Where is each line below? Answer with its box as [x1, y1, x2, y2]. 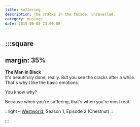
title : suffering [5, 7, 41, 12]
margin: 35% [5, 56, 46, 65]
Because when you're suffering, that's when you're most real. [5, 99, 131, 105]
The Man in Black [5, 69, 41, 75]
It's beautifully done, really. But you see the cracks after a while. [5, 75, 136, 81]
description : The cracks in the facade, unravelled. [5, 12, 116, 17]
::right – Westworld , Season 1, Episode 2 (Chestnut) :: [5, 108, 113, 114]
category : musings [5, 16, 43, 21]
